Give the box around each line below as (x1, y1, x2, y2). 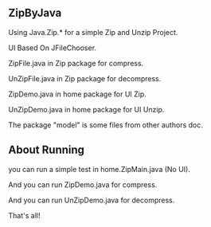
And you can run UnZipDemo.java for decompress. (8, 195, 175, 205)
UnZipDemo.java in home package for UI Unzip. (8, 104, 165, 114)
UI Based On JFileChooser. (8, 43, 97, 53)
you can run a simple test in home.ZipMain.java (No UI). (8, 164, 191, 174)
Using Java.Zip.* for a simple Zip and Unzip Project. (8, 27, 178, 37)
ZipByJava (8, 6, 62, 20)
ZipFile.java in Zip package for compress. (8, 58, 144, 68)
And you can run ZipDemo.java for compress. (8, 179, 158, 190)
